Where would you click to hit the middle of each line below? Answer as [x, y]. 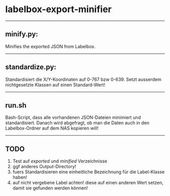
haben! [20, 177]
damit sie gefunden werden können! [50, 188]
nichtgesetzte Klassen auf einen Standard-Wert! [55, 85]
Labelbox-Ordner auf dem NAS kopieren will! [52, 128]
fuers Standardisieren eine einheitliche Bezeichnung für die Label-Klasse [89, 172]
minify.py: [22, 34]
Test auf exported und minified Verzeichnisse [60, 161]
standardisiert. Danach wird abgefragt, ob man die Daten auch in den [77, 123]
